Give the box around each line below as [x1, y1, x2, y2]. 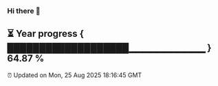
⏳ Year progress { [7, 28, 85, 40]
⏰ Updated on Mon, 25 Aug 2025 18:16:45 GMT [7, 71, 142, 79]
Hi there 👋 [7, 6, 41, 16]
